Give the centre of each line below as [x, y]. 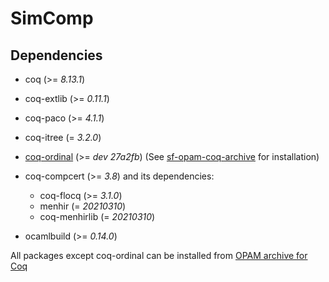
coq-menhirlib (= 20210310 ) [97, 216]
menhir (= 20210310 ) [83, 206]
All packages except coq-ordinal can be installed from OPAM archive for [159, 255]
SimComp [52, 18]
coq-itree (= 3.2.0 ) [63, 137]
